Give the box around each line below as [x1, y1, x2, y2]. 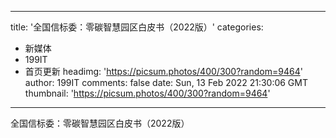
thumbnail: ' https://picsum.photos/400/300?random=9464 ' [24, 87, 271, 99]
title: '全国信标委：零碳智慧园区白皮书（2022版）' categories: [10, 21, 264, 33]
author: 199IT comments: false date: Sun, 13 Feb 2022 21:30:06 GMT [24, 77, 309, 88]
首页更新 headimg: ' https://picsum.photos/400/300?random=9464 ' [24, 66, 303, 77]
